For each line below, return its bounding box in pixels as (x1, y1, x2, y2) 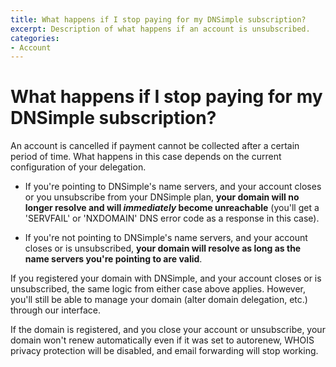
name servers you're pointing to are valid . (24, 253, 203, 265)
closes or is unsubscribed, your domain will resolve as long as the (24, 242, 302, 255)
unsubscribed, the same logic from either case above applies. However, (10, 283, 306, 295)
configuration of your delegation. (10, 161, 147, 173)
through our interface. (10, 304, 102, 316)
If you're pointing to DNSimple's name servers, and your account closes (24, 181, 322, 193)
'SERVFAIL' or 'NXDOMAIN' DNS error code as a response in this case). (24, 212, 320, 225)
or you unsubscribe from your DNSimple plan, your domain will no (24, 191, 300, 203)
